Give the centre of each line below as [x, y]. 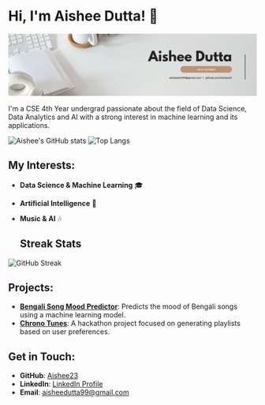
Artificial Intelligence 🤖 [58, 203]
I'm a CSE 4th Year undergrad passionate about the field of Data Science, [127, 108]
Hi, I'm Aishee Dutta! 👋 [83, 16]
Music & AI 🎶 [41, 218]
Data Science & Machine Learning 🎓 [81, 185]
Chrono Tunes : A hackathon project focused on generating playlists [130, 324]
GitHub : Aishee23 [49, 376]
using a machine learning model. [73, 315]
